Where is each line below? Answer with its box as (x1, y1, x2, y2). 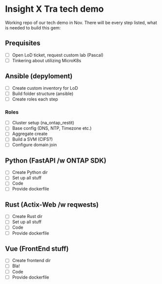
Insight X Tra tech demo (5, 3, 104, 15)
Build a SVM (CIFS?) (12, 136, 53, 142)
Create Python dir (12, 169, 48, 175)
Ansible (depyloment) (5, 72, 73, 80)
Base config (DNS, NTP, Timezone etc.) (12, 125, 92, 131)
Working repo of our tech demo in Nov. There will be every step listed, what (5, 20, 157, 25)
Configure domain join (12, 142, 57, 148)
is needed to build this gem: (5, 24, 61, 30)
